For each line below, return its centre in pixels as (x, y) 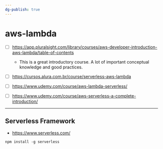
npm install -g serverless (32, 142)
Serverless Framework (40, 121)
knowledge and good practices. (51, 67)
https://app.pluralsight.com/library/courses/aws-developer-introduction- (85, 47)
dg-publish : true (23, 9)
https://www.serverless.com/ (41, 133)
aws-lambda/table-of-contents (43, 52)
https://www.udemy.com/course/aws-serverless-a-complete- (74, 96)
